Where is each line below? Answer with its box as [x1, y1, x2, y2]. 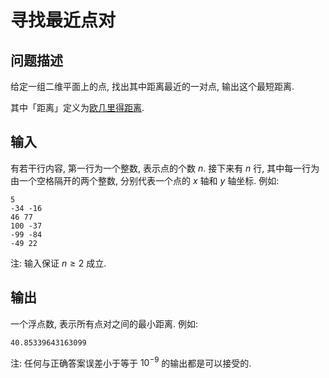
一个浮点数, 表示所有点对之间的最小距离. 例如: [10, 317, 198, 330]
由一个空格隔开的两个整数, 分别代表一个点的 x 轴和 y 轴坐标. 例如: [10, 174, 280, 186]
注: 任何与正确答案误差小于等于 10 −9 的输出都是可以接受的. [10, 355, 252, 369]
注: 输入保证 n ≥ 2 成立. [10, 257, 107, 269]
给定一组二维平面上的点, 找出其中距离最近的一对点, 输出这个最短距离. [10, 81, 295, 92]
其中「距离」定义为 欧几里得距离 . [10, 102, 145, 113]
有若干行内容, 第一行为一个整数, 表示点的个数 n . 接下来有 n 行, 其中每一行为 [10, 162, 320, 174]
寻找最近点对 [10, 9, 117, 32]
